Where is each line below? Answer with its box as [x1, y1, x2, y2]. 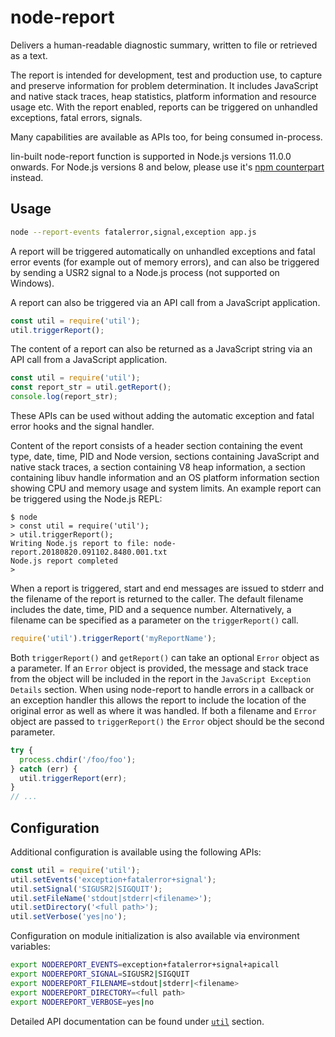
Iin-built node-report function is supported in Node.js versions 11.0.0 [10, 150, 292, 162]
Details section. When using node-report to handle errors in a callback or [10, 683, 315, 695]
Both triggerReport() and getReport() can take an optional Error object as [10, 651, 320, 663]
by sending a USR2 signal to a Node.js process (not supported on [10, 266, 280, 278]
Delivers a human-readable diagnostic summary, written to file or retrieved [10, 39, 318, 51]
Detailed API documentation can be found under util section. [10, 1015, 265, 1027]
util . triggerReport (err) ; [19, 773, 128, 783]
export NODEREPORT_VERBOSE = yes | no [10, 997, 155, 1007]
